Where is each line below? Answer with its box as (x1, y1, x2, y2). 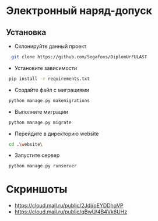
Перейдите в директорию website (14, 130, 99, 137)
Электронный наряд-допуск (6, 4, 153, 17)
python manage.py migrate (8, 120, 72, 125)
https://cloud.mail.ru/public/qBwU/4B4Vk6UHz (14, 208, 127, 215)
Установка (6, 27, 47, 37)
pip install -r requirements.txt (8, 76, 90, 82)
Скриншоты (6, 183, 68, 196)
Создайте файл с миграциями (14, 86, 89, 93)
